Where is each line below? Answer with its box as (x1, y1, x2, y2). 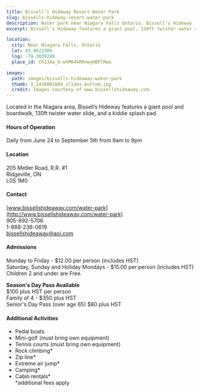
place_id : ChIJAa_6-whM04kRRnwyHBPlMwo (11, 58, 112, 65)
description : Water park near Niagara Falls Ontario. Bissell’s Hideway (6, 20, 192, 26)
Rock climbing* (14, 347, 53, 355)
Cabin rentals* (14, 373, 51, 380)
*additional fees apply (14, 379, 70, 387)
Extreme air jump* (14, 360, 60, 367)
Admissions (6, 244, 37, 251)
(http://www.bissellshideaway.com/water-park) (6, 210, 123, 218)
